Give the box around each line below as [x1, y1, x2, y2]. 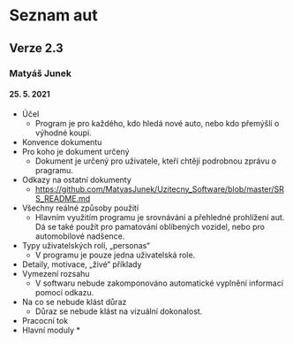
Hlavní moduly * [21, 325, 81, 335]
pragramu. [34, 164, 73, 175]
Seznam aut [9, 5, 99, 26]
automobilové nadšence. [34, 231, 125, 241]
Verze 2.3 [9, 41, 64, 56]
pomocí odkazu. [34, 287, 94, 297]
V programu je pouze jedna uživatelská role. [34, 249, 196, 260]
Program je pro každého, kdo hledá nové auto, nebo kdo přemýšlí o [34, 118, 280, 128]
